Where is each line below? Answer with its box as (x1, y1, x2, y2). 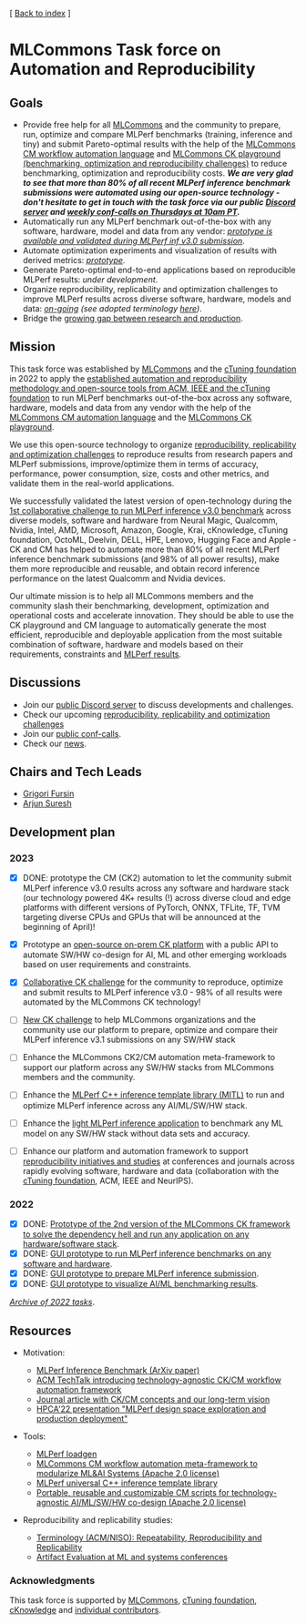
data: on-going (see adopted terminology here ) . (22, 303, 202, 313)
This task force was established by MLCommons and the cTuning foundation (9, 363, 297, 374)
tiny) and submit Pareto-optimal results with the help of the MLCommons (22, 138, 296, 149)
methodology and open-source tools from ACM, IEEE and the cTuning (9, 383, 270, 393)
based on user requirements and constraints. (22, 959, 192, 970)
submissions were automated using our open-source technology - (22, 187, 280, 198)
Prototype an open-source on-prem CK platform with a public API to (22, 939, 279, 950)
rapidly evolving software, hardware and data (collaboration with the (22, 1165, 280, 1176)
